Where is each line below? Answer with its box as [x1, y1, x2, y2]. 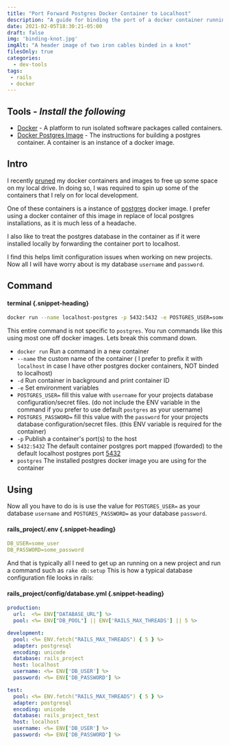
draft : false [7, 29, 44, 36]
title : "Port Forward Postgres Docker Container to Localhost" [7, 10, 192, 17]
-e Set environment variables [16, 383, 99, 392]
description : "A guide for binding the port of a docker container [7, 16, 204, 23]
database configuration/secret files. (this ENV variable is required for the [16, 420, 222, 429]
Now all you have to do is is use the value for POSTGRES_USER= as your [7, 502, 201, 510]
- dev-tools [13, 61, 48, 68]
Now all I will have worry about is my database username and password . [7, 260, 205, 268]
